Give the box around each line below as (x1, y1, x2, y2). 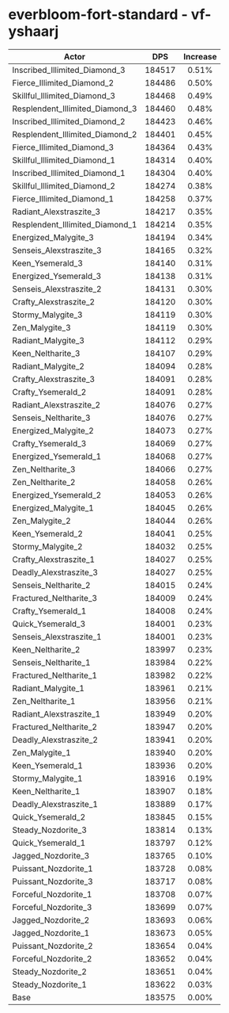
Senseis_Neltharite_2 (12, 579, 91, 591)
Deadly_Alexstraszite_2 (12, 734, 99, 745)
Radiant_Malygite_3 (12, 334, 85, 346)
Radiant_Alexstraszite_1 (12, 708, 101, 719)
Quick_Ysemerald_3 (12, 618, 86, 629)
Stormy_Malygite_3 (12, 309, 83, 320)
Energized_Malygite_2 (12, 425, 95, 436)
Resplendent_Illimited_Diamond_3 (12, 103, 137, 114)
